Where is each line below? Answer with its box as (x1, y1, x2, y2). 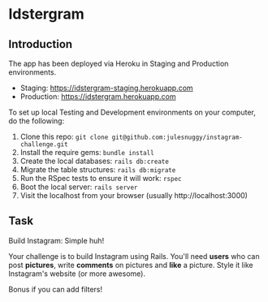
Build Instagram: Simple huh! (8, 235, 105, 245)
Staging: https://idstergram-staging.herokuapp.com (19, 83, 193, 93)
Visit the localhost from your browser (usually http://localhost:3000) (19, 191, 248, 200)
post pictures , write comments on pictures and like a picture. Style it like (8, 260, 253, 270)
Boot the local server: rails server (19, 182, 138, 192)
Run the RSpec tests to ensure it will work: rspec (19, 174, 182, 183)
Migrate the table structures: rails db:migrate (19, 165, 176, 175)
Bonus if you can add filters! (8, 284, 103, 294)
